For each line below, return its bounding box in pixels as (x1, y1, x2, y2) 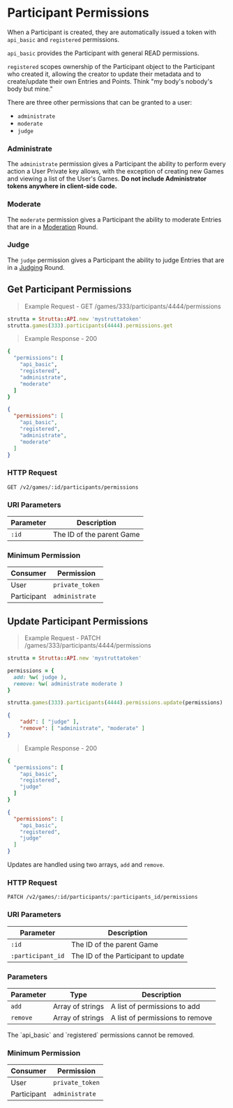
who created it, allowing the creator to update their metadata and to (7, 70, 202, 78)
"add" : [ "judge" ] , (20, 718, 80, 726)
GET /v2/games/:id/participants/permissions (7, 483, 139, 491)
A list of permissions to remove (110, 1012, 213, 1022)
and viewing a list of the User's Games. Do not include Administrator (7, 174, 207, 183)
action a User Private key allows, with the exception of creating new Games (7, 167, 225, 176)
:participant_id (10, 952, 65, 959)
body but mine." (7, 84, 54, 93)
